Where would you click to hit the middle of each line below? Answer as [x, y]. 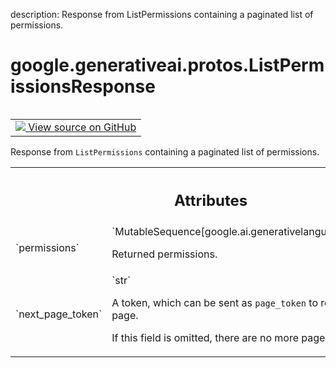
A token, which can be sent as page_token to [215, 303]
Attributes [210, 200]
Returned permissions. [164, 254]
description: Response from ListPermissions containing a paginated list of [162, 14]
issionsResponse [83, 86]
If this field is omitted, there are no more [205, 338]
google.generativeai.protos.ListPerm [167, 65]
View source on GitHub [82, 127]
